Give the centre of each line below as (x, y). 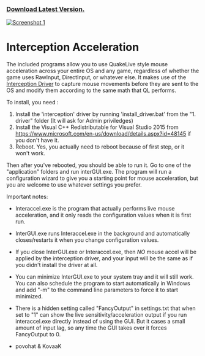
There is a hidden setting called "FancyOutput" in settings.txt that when (105, 308)
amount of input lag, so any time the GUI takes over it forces (91, 328)
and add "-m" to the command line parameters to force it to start (97, 290)
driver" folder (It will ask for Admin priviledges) (74, 121)
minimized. (29, 296)
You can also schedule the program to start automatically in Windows (103, 284)
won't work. (30, 153)
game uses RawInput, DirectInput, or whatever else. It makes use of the (96, 77)
